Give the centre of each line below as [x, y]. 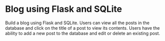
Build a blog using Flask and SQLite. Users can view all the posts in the [77, 23]
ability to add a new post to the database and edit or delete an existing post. [82, 33]
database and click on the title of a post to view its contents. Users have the [82, 28]
